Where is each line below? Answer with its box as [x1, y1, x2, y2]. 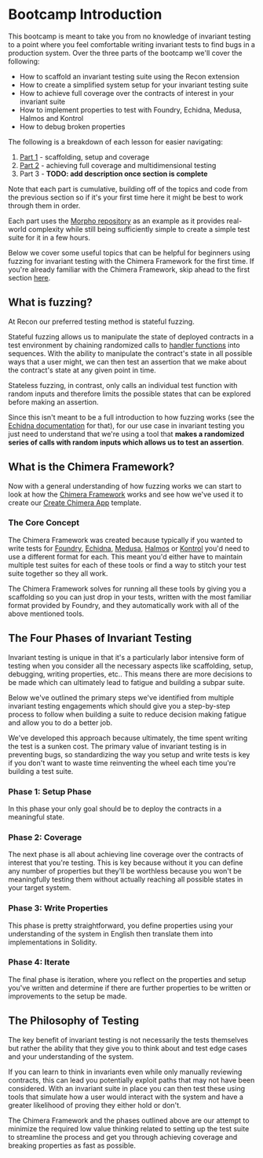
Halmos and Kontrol [19, 113, 84, 123]
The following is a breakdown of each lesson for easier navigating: [8, 137, 224, 146]
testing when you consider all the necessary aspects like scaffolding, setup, [8, 661, 254, 670]
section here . [8, 273, 51, 282]
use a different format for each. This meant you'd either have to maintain [8, 552, 243, 561]
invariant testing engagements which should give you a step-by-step [8, 701, 231, 710]
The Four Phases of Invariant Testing [8, 632, 192, 645]
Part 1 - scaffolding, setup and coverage [19, 152, 150, 162]
